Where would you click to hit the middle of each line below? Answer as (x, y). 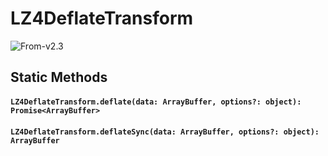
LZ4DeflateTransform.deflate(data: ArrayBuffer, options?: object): (156, 102)
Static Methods (59, 77)
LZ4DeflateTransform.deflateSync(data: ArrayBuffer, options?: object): (165, 132)
